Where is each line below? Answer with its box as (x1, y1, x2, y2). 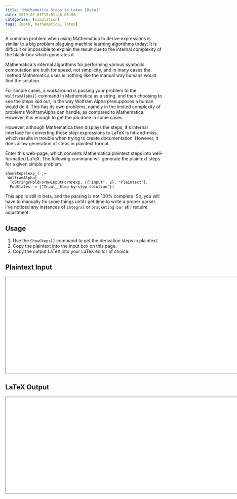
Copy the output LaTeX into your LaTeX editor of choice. (12, 248, 130, 254)
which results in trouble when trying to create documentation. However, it (5, 135, 159, 141)
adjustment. (5, 209, 30, 216)
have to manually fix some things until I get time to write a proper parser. (5, 198, 156, 205)
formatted (5, 156, 26, 162)
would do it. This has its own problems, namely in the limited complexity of (5, 104, 161, 110)
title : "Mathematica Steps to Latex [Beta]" (5, 7, 101, 13)
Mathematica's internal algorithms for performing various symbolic (5, 61, 145, 68)
